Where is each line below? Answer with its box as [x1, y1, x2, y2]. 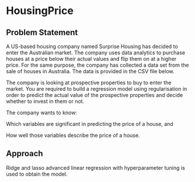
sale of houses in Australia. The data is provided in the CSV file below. [6, 68, 175, 74]
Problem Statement [6, 28, 78, 37]
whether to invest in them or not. [6, 98, 85, 105]
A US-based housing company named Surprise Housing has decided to [6, 43, 178, 50]
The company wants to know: [6, 109, 78, 116]
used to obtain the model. [6, 170, 68, 177]
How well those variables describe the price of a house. [6, 132, 140, 139]
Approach [6, 149, 43, 159]
